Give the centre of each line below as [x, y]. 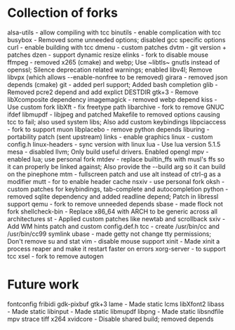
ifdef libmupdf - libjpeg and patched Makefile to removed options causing [114, 114]
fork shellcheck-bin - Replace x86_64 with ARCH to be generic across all [112, 211]
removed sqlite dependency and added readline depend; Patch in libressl [113, 196]
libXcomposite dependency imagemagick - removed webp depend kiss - [112, 99]
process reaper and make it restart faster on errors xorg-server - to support [116, 249]
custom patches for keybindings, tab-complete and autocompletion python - [118, 189]
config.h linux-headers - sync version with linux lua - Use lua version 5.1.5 [114, 144]
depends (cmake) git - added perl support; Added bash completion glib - [113, 84]
